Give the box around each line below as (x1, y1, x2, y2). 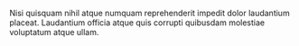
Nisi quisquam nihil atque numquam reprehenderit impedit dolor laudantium (9, 8, 291, 18)
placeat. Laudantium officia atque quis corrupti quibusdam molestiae (9, 17, 265, 28)
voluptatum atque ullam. (9, 27, 99, 37)
